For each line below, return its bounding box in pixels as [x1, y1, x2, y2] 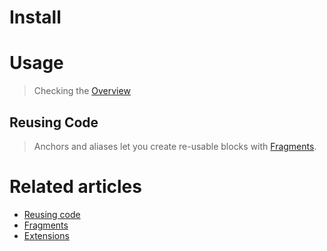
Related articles [9, 176, 142, 198]
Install [9, 6, 62, 29]
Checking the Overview [33, 85, 131, 97]
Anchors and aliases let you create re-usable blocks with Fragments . [33, 140, 317, 152]
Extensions [23, 229, 70, 241]
